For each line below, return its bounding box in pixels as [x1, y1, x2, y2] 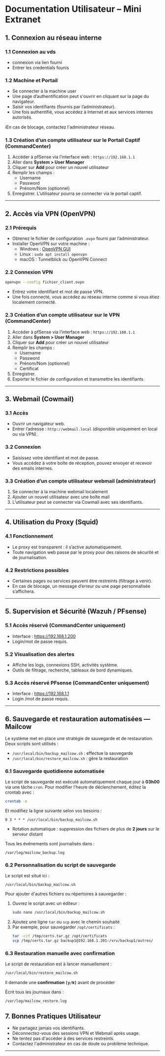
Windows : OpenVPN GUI [19, 246, 71, 252]
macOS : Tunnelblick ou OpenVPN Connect [19, 256, 107, 262]
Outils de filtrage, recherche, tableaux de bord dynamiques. [12, 667, 134, 673]
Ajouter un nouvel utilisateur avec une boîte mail [12, 494, 110, 500]
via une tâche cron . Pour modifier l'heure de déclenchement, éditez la [5, 784, 146, 790]
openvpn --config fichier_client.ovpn [5, 280, 84, 285]
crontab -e [5, 799, 27, 804]
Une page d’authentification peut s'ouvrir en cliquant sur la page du [12, 94, 149, 99]
